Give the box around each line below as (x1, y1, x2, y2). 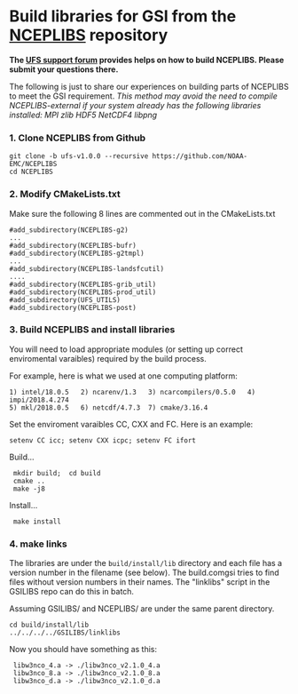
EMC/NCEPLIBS (9, 160, 58, 169)
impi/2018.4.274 (9, 395, 69, 404)
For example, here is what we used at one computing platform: (9, 371, 238, 381)
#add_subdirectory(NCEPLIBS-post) (9, 303, 137, 312)
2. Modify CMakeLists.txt (9, 188, 122, 201)
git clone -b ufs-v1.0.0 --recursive (9, 152, 149, 161)
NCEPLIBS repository (9, 25, 169, 45)
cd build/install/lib (9, 620, 90, 630)
